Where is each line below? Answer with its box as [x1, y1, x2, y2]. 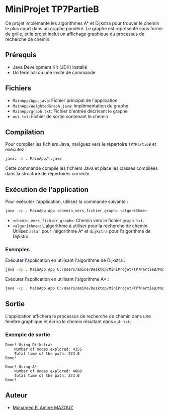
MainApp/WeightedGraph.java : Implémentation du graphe [12, 102, 129, 109]
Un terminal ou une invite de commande [12, 69, 96, 75]
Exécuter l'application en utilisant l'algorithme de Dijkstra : [5, 257, 126, 263]
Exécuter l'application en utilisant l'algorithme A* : [5, 276, 109, 282]
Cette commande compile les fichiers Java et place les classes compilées [5, 165, 158, 171]
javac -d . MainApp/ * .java [5, 156, 62, 161]
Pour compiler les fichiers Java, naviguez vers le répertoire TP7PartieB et [5, 141, 156, 147]
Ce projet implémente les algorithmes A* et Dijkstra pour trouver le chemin [5, 20, 159, 26]
